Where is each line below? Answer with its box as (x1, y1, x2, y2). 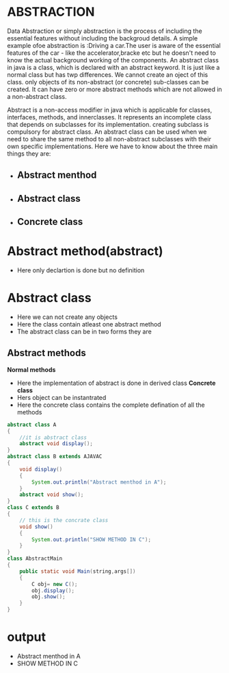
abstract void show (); (19, 491, 84, 498)
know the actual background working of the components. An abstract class (7, 56, 219, 64)
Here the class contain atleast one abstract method (16, 320, 162, 328)
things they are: (7, 149, 51, 158)
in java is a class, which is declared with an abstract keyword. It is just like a (7, 63, 220, 71)
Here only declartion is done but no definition (16, 266, 145, 274)
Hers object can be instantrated (16, 393, 107, 401)
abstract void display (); (19, 440, 94, 447)
